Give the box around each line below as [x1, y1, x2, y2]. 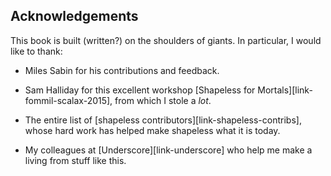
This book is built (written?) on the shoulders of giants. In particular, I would [10, 34, 322, 46]
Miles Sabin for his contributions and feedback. [24, 64, 220, 76]
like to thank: [10, 45, 63, 57]
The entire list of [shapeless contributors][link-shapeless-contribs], [24, 114, 302, 126]
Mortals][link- [257, 84, 313, 96]
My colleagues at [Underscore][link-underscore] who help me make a [24, 144, 313, 156]
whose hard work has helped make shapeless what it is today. [24, 124, 281, 136]
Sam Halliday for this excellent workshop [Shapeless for [24, 84, 256, 96]
